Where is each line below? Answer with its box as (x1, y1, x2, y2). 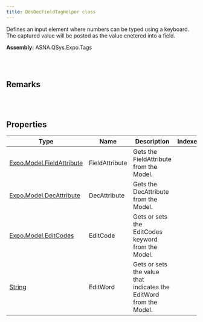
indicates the (132, 283, 170, 291)
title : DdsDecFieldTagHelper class (6, 8, 96, 15)
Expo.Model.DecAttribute (9, 191, 80, 200)
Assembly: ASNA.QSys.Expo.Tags (6, 44, 92, 51)
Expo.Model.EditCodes (9, 231, 74, 240)
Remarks (6, 79, 41, 90)
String (9, 283, 27, 291)
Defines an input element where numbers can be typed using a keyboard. (6, 25, 190, 33)
